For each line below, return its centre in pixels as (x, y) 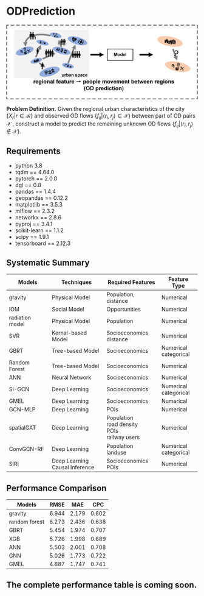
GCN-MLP (22, 410)
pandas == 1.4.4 (36, 192)
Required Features (131, 282)
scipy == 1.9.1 (32, 237)
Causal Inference (73, 467)
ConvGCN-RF (26, 449)
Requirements (33, 151)
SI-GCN (19, 389)
